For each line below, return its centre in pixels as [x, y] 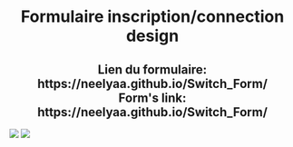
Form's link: [152, 98]
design [152, 36]
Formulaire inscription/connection [152, 17]
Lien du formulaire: [152, 69]
